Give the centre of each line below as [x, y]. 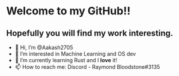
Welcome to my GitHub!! [68, 11]
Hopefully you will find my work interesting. [90, 33]
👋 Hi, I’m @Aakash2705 [44, 47]
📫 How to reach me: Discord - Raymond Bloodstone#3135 [87, 67]
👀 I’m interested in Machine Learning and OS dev [75, 54]
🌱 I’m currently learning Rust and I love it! [66, 60]
